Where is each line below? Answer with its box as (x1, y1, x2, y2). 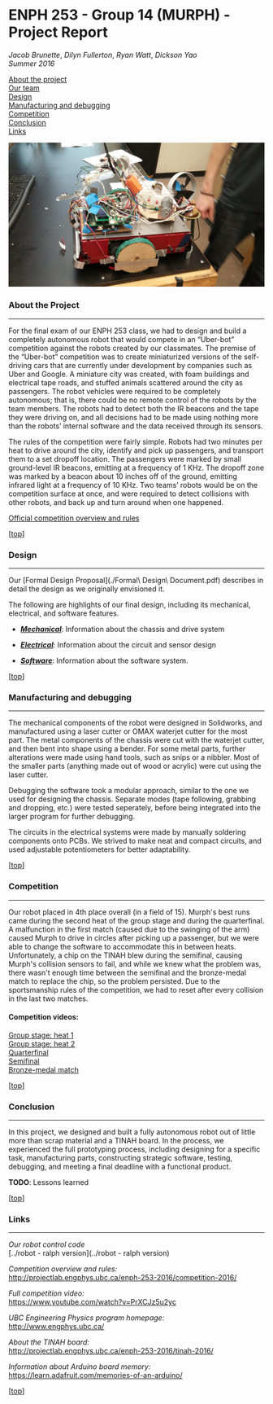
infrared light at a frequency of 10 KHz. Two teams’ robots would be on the (8, 480, 258, 489)
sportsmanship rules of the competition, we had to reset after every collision (8, 985, 264, 994)
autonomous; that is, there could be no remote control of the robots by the (8, 395, 258, 405)
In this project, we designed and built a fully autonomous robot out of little (8, 1127, 256, 1137)
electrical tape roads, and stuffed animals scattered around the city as (8, 377, 244, 388)
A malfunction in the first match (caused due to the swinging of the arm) (8, 924, 250, 934)
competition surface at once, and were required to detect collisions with (8, 489, 249, 498)
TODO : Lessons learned (8, 1178, 89, 1187)
